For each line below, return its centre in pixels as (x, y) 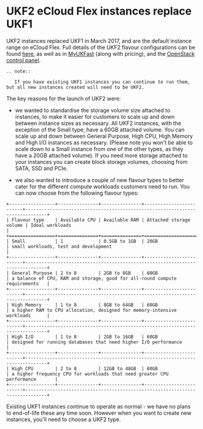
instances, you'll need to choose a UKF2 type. (63, 419)
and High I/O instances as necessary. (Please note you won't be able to (104, 142)
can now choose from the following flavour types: (77, 193)
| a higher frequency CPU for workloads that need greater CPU (88, 374)
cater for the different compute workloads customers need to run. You (102, 186)
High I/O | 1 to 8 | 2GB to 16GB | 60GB (85, 337)
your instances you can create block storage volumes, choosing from (101, 161)
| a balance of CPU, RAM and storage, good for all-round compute (92, 278)
